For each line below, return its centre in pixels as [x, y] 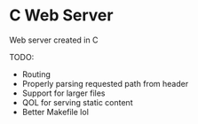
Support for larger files [63, 93]
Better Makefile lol [55, 112]
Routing [36, 74]
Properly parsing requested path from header [105, 83]
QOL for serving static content [77, 102]
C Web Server [61, 15]
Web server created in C [54, 40]
